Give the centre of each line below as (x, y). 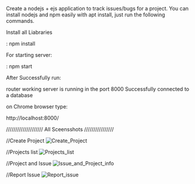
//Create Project (25, 141)
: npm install (21, 44)
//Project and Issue (29, 163)
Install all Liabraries (29, 32)
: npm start (19, 66)
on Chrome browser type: (37, 107)
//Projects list (22, 152)
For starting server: (29, 55)
